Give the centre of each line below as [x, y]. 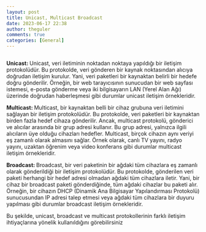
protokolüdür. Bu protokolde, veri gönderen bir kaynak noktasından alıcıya [100, 70]
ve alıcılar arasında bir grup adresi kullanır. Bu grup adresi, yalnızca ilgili [97, 127]
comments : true [26, 35]
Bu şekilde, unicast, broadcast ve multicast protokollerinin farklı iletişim [96, 216]
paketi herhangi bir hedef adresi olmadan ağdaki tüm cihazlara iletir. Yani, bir [103, 178]
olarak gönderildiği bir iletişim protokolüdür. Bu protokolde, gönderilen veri [100, 171]
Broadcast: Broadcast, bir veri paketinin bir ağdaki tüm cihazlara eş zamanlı [102, 165]
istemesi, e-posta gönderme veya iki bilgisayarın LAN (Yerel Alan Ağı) [94, 89]
